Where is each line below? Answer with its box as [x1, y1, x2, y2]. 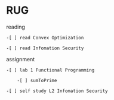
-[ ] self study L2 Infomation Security [6, 87, 109, 94]
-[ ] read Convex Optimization [6, 35, 84, 40]
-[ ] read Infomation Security [6, 45, 84, 51]
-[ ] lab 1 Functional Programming [6, 67, 95, 73]
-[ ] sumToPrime [17, 77, 58, 83]
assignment [6, 55, 35, 62]
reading [6, 23, 26, 30]
